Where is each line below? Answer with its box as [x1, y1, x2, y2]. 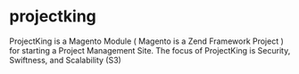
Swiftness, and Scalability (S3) [9, 54, 122, 65]
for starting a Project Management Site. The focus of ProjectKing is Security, [9, 45, 291, 55]
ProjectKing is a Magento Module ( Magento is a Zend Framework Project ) [9, 36, 284, 46]
